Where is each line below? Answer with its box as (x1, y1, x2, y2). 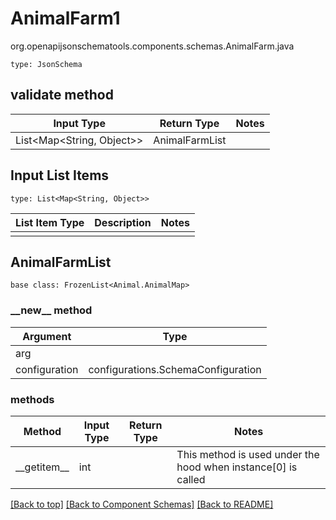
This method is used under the (176, 447, 320, 461)
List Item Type (15, 215, 85, 229)
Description (94, 215, 152, 229)
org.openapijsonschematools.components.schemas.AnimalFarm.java (10, 40, 295, 52)
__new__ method (10, 303, 93, 317)
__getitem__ (15, 460, 70, 474)
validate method (10, 87, 114, 104)
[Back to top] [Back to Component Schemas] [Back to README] (10, 498, 274, 510)
